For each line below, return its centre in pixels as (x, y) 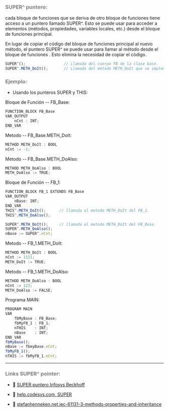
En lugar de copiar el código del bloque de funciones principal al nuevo (79, 44)
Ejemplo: (16, 81)
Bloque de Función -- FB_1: (33, 182)
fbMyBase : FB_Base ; (36, 319)
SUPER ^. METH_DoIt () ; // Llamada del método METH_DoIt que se (77, 69)
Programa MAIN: (22, 300)
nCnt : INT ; (27, 121)
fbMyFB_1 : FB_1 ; (32, 323)
